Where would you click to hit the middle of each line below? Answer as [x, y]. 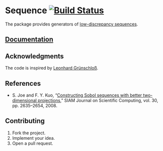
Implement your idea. [33, 138]
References [23, 83]
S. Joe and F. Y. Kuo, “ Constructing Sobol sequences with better [77, 95]
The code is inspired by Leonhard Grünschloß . [52, 68]
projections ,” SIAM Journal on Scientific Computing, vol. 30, [98, 100]
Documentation [29, 39]
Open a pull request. [33, 143]
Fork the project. [29, 133]
